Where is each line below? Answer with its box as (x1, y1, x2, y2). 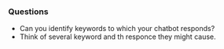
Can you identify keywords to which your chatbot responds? (19, 24, 215, 33)
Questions (8, 6, 49, 17)
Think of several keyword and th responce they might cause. (19, 32, 216, 41)
